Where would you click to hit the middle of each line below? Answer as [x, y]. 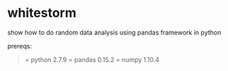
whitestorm [42, 13]
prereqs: [19, 46]
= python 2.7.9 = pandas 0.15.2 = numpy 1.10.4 [92, 59]
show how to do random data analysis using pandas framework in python [114, 32]
